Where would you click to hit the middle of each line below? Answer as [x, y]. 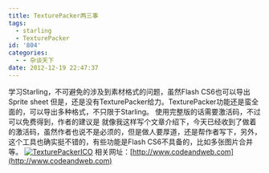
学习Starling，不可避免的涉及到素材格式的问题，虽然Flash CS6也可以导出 [129, 91]
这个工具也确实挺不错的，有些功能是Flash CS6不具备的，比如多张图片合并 [131, 142]
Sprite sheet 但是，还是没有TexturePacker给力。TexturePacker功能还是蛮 [130, 102]
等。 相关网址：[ [71, 151]
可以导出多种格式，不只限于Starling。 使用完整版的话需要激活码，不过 [145, 111]
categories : [28, 53]
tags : [17, 23]
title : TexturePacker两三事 [53, 16]
